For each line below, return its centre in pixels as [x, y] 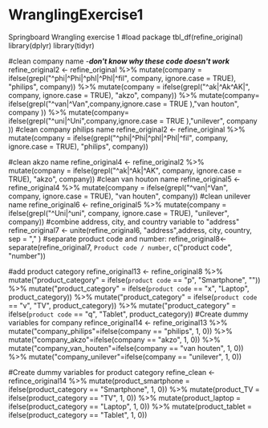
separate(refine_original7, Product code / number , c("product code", [120, 247]
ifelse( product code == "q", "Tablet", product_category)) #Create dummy [128, 314]
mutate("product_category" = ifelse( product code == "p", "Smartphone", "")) [134, 279]
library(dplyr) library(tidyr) [51, 45]
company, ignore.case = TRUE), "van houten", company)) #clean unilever [130, 196]
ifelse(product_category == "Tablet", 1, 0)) [78, 414]
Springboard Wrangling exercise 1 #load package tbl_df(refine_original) [126, 37]
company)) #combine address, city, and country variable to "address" [124, 222]
